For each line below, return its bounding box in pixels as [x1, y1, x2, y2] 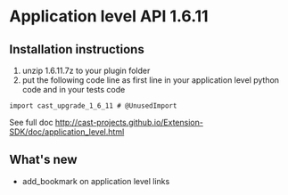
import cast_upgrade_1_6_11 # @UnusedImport [9, 102, 177, 110]
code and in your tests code [21, 85, 126, 94]
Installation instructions [9, 42, 144, 57]
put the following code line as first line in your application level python [21, 75, 279, 85]
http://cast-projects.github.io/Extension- [54, 118, 203, 127]
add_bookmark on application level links [21, 175, 170, 186]
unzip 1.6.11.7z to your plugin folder [21, 65, 151, 76]
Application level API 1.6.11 [9, 6, 209, 27]
